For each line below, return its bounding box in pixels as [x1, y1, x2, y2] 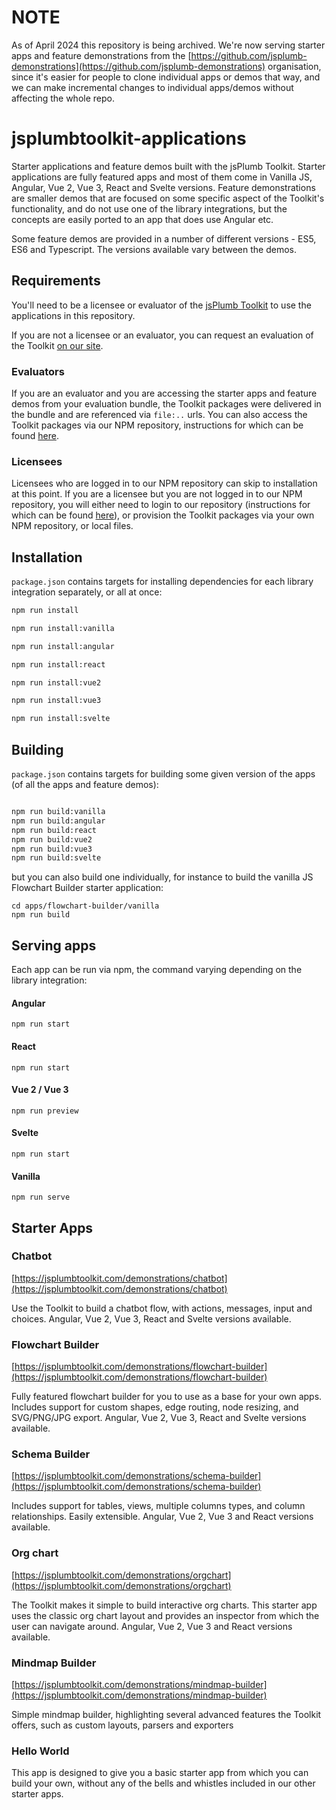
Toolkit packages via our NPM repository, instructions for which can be [11, 419, 304, 431]
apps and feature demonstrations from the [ [11, 49, 192, 61]
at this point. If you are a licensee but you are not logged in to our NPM [11, 488, 303, 500]
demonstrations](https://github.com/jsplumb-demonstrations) [11, 60, 266, 72]
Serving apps [11, 937, 97, 954]
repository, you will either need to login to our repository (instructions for [11, 499, 311, 511]
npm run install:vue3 [11, 696, 102, 706]
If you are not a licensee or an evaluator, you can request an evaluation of [11, 329, 314, 341]
